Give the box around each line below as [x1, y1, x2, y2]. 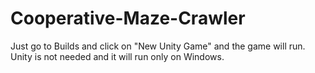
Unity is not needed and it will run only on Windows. [10, 50, 225, 62]
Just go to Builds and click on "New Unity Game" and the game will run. [10, 40, 306, 52]
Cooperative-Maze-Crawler [10, 7, 246, 30]
